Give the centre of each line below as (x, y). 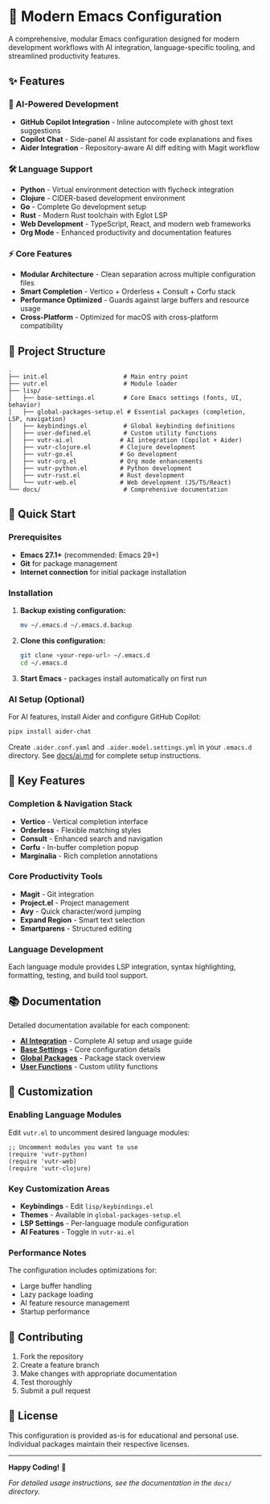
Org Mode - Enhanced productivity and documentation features (125, 232)
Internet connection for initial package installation (103, 572)
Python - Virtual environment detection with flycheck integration (127, 190)
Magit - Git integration (57, 894)
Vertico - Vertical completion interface (84, 821)
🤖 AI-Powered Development (63, 104)
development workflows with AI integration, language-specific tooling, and (132, 47)
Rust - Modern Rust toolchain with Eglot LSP (94, 215)
